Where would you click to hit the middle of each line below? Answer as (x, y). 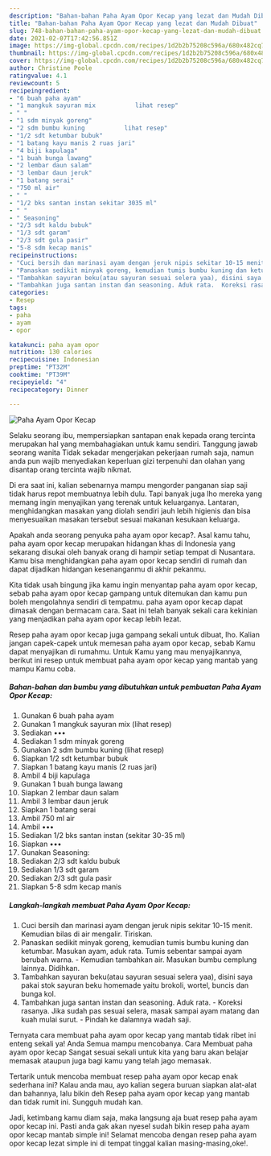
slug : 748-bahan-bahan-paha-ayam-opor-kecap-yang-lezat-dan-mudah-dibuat (135, 31)
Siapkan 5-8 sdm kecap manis (71, 887)
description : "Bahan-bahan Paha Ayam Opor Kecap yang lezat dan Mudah (130, 16)
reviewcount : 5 (35, 83)
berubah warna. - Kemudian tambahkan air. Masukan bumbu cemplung (139, 960)
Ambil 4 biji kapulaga (55, 776)
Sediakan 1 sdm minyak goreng (72, 741)
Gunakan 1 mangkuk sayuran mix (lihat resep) (96, 725)
